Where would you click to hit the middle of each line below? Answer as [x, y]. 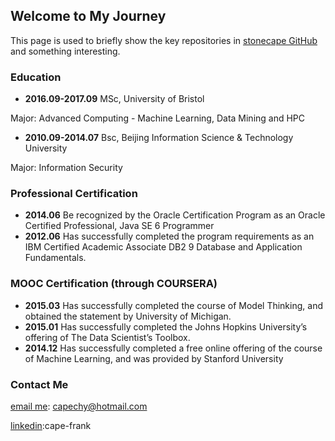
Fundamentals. [55, 258]
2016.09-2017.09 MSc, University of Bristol [114, 99]
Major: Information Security [66, 168]
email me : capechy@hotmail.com [79, 406]
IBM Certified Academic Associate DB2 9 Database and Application [163, 247]
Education [36, 77]
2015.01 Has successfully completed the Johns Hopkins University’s [166, 326]
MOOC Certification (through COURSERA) [114, 284]
